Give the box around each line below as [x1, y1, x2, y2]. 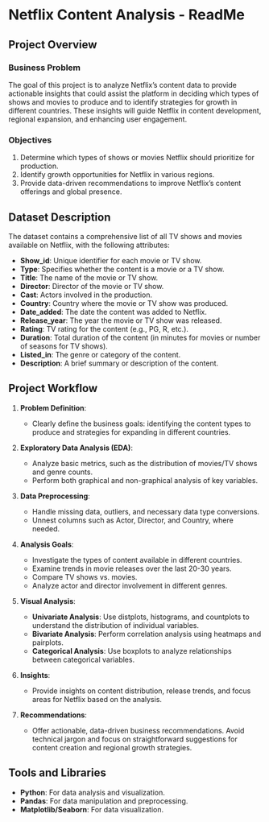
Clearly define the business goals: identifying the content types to [31, 419, 251, 428]
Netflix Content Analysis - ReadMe [8, 6, 246, 24]
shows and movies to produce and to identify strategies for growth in [8, 97, 238, 106]
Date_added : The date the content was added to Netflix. [19, 307, 208, 316]
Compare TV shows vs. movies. [31, 572, 138, 581]
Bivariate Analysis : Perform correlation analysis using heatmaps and [31, 629, 262, 638]
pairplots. [31, 638, 64, 647]
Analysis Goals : [19, 539, 74, 549]
